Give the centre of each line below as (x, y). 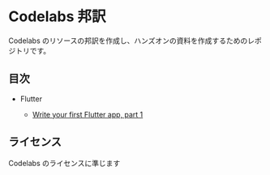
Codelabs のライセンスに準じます (64, 163)
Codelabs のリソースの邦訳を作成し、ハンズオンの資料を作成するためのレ (132, 41)
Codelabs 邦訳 (58, 17)
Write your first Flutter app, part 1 (88, 114)
